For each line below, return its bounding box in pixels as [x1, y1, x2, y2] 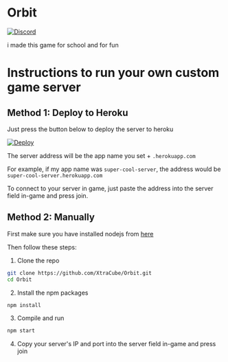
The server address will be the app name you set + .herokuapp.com [7, 151, 196, 159]
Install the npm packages [16, 289, 89, 297]
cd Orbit [7, 276, 32, 283]
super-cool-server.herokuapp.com [7, 172, 103, 179]
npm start [7, 328, 36, 335]
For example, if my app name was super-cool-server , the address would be [7, 165, 221, 173]
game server [7, 80, 81, 95]
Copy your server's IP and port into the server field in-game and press [16, 340, 216, 348]
